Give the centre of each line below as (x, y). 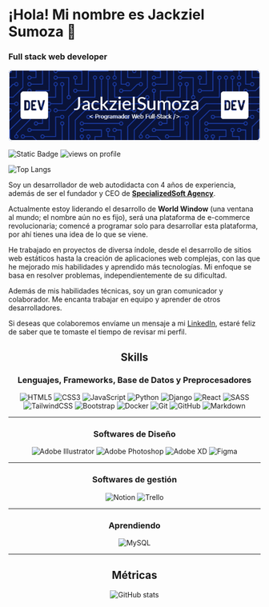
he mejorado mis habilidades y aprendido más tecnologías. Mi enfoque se (130, 267)
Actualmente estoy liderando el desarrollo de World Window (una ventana (131, 209)
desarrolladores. (35, 308)
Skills (134, 357)
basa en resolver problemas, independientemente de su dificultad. (118, 276)
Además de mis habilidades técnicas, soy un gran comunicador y (116, 291)
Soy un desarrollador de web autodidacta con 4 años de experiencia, (122, 185)
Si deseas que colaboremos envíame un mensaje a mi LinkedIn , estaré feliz (132, 323)
